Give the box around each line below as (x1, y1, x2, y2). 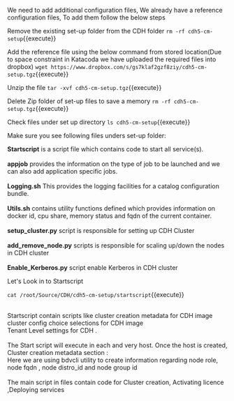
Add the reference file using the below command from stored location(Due (7, 48, 222, 56)
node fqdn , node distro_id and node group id (7, 363, 138, 372)
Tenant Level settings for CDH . (7, 326, 98, 334)
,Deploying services (7, 386, 65, 393)
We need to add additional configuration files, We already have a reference (7, 6, 223, 14)
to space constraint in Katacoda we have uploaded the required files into (7, 55, 217, 63)
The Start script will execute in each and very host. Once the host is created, (7, 341, 228, 349)
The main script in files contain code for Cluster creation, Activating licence (7, 378, 225, 386)
